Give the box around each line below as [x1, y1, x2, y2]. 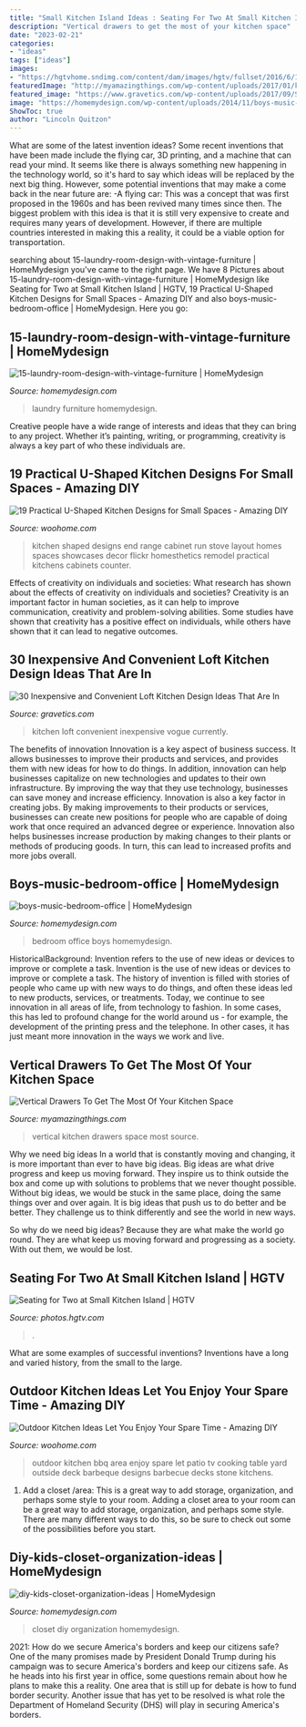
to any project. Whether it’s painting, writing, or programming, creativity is [9, 430, 286, 441]
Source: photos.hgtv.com [9, 1312, 105, 1322]
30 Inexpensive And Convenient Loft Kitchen [9, 653, 270, 668]
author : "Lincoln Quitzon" [9, 115, 112, 124]
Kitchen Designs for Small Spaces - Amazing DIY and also [9, 293, 228, 304]
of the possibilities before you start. [22, 1523, 157, 1534]
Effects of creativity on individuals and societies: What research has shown [9, 577, 291, 588]
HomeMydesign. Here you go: [76, 303, 189, 314]
